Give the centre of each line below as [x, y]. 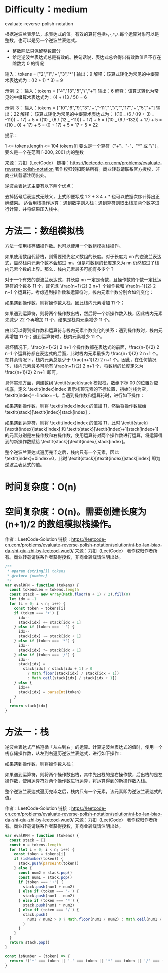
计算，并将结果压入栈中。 [36, 209]
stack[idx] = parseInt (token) [50, 692]
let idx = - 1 [23, 599]
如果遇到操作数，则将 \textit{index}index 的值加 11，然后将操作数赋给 [76, 406]
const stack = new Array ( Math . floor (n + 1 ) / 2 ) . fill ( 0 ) [70, 594]
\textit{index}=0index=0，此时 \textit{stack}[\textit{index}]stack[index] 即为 [83, 458]
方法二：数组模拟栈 [45, 231]
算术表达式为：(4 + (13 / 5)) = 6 [55, 97]
